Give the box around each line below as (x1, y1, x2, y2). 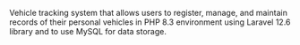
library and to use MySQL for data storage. (9, 26, 167, 36)
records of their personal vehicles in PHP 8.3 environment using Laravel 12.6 (9, 17, 291, 27)
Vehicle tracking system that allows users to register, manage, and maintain (9, 8, 288, 18)
